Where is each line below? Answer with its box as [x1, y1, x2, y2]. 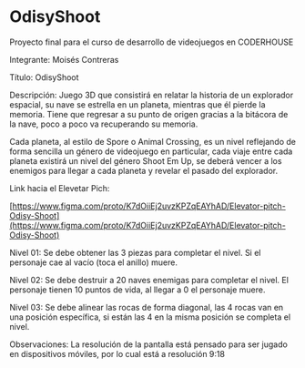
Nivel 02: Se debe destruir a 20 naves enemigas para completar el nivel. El [9, 274, 290, 285]
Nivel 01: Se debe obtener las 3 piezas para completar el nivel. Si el [9, 247, 261, 258]
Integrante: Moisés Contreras [9, 54, 119, 65]
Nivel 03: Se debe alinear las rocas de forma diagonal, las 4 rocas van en [9, 302, 284, 312]
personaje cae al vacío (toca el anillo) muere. [9, 257, 178, 268]
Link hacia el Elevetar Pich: [9, 182, 110, 193]
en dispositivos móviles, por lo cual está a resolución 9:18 [9, 348, 226, 359]
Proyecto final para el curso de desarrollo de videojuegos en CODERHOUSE [9, 36, 294, 47]
